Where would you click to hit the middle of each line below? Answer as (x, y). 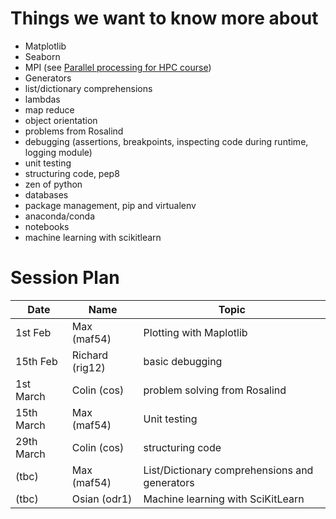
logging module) (58, 152)
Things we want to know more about (164, 18)
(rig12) (88, 367)
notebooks (47, 226)
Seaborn (42, 56)
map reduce (49, 109)
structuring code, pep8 (72, 173)
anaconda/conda (60, 216)
